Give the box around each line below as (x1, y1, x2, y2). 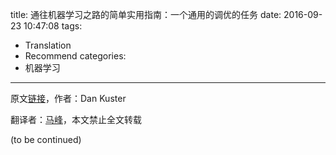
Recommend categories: (24, 50, 127, 62)
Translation (24, 39, 72, 51)
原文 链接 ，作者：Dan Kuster (10, 93, 127, 104)
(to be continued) (10, 134, 82, 145)
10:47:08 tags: (23, 20, 83, 32)
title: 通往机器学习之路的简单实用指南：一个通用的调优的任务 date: (10, 9, 282, 20)
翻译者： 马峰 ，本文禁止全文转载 (10, 114, 142, 125)
